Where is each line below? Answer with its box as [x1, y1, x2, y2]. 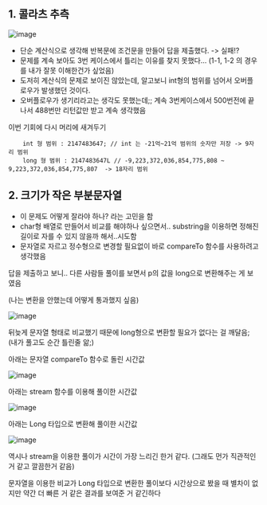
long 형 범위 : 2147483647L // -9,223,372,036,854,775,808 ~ [22, 156, 225, 165]
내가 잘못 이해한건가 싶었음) [28, 65, 115, 75]
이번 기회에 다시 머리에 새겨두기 [8, 122, 107, 131]
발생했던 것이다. [41, 85, 91, 95]
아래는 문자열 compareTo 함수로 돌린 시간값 [8, 354, 145, 364]
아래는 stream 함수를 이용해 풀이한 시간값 [8, 386, 138, 396]
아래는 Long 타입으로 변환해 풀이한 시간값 [8, 419, 138, 429]
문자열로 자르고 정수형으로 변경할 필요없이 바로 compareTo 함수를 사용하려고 [19, 241, 259, 251]
